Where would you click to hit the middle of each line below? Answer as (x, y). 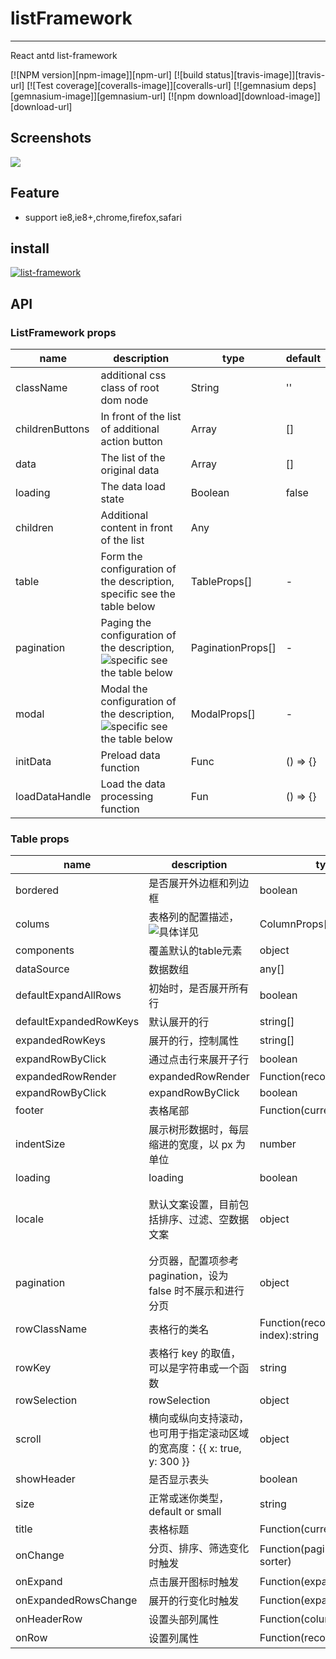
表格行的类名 (179, 1330)
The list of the (133, 458)
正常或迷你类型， (189, 1499)
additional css (133, 375)
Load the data (133, 784)
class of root (130, 388)
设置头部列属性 (184, 1620)
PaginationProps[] (233, 648)
